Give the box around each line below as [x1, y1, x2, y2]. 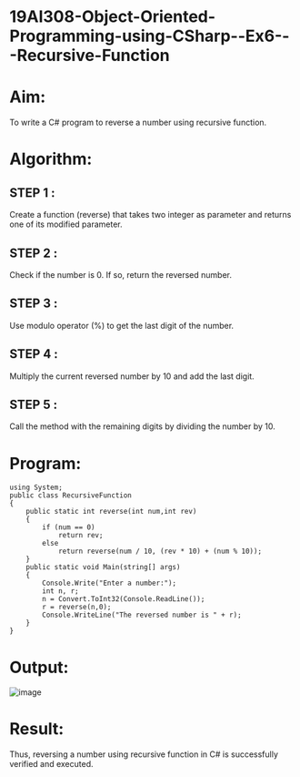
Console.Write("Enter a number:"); [42, 578, 177, 588]
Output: [9, 657, 69, 678]
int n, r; [42, 587, 79, 596]
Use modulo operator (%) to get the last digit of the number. [9, 320, 235, 331]
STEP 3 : [9, 296, 58, 312]
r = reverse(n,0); [42, 603, 112, 612]
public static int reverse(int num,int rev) [25, 507, 197, 516]
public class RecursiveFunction [9, 491, 132, 500]
